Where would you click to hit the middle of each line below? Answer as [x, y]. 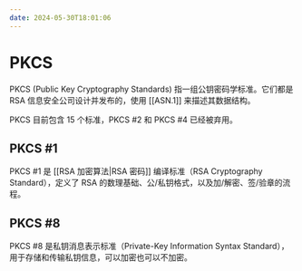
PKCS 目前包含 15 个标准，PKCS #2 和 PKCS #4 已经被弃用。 [124, 120]
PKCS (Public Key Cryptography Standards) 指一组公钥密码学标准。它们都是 [151, 89]
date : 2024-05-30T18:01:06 [60, 18]
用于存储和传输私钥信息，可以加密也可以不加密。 [101, 257]
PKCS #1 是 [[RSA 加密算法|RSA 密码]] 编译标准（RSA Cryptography [136, 171]
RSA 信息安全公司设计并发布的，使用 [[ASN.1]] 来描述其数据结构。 [132, 100]
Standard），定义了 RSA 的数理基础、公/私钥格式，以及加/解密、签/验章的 [146, 183]
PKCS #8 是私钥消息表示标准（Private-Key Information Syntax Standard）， [149, 247]
